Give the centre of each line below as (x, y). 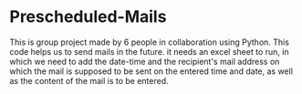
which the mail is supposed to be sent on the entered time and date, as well (151, 71)
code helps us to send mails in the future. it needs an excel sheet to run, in (149, 51)
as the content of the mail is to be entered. (89, 80)
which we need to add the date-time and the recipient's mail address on (145, 61)
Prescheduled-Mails (88, 17)
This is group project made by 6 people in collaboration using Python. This (150, 42)
